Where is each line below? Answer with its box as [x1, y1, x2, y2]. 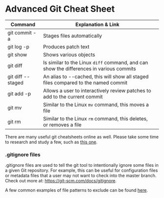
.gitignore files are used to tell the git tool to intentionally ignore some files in [5, 162, 159, 168]
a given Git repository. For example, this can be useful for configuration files [5, 167, 158, 174]
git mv [7, 104, 22, 111]
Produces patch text [43, 43, 90, 50]
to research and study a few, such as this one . [5, 139, 98, 145]
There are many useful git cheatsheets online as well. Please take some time [5, 134, 159, 139]
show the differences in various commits [43, 65, 136, 72]
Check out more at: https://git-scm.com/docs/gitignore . [5, 178, 117, 184]
